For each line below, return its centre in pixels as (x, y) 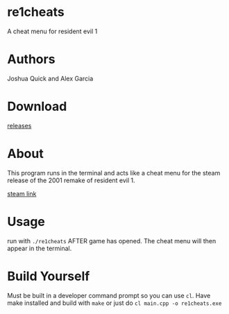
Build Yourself (49, 276)
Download (37, 106)
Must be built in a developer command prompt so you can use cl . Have (109, 295)
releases (19, 125)
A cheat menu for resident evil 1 (52, 31)
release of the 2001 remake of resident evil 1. (71, 180)
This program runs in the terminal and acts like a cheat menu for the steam (114, 173)
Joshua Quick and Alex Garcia (50, 78)
